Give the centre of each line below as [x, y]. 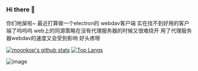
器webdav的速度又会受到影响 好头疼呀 [53, 38]
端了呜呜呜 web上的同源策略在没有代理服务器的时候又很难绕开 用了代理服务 [99, 31]
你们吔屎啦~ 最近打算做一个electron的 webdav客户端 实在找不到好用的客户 [98, 23]
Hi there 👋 [21, 10]
